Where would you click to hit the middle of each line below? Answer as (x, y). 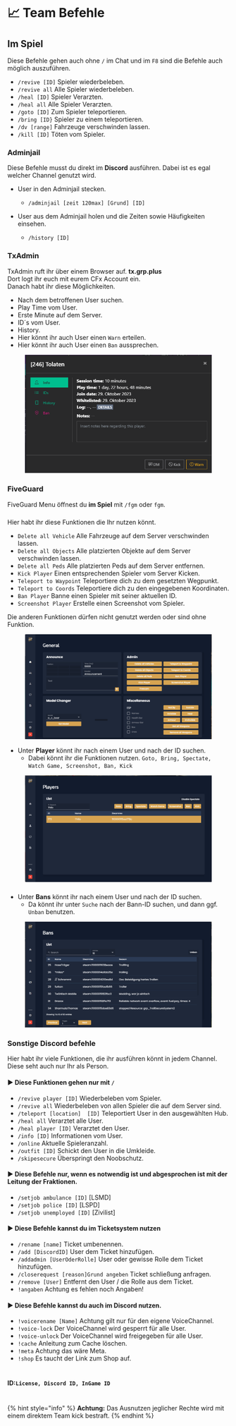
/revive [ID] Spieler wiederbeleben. (71, 82)
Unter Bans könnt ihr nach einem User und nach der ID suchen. (110, 897)
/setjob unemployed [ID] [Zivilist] (66, 1212)
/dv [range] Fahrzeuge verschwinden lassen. (83, 127)
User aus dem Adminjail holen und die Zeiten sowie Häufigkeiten (111, 217)
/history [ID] (49, 238)
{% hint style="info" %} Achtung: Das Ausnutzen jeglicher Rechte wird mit (116, 1408)
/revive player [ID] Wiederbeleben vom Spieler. (89, 1098)
